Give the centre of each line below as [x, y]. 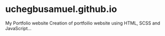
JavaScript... [19, 28]
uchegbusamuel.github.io [61, 9]
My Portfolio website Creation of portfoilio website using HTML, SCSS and [83, 23]
